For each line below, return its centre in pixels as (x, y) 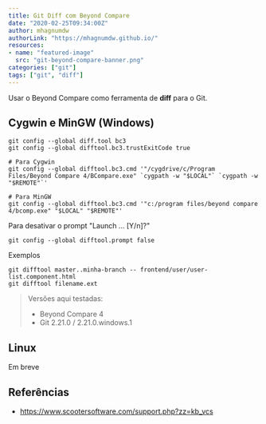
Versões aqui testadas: (65, 299)
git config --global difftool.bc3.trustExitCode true (100, 149)
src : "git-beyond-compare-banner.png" (80, 61)
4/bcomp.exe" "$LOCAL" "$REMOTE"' (66, 211)
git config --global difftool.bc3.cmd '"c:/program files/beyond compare (133, 204)
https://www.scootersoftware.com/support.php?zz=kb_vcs (116, 411)
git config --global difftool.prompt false (82, 240)
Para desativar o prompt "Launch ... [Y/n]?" (79, 226)
